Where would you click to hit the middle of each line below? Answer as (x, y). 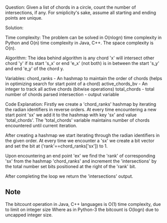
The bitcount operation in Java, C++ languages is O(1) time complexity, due (83, 204)
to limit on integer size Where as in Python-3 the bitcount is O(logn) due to (82, 209)
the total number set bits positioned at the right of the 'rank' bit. (71, 166)
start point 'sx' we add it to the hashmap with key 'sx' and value (71, 115)
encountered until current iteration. (41, 126)
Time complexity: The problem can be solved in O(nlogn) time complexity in (83, 38)
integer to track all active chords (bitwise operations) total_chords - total (80, 89)
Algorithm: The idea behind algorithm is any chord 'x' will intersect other (80, 58)
